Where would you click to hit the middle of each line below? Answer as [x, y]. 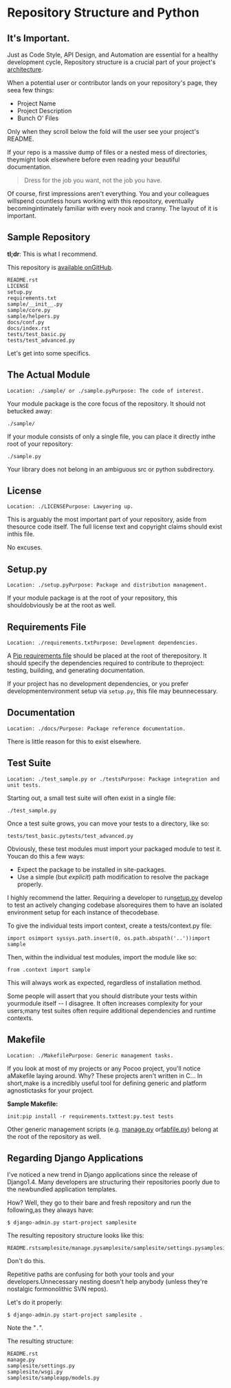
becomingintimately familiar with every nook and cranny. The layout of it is [112, 208]
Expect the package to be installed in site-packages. [91, 869]
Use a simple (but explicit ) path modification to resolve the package [113, 877]
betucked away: [30, 411]
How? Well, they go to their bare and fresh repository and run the [99, 1203]
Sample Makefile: [33, 1104]
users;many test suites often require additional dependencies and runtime [112, 1010]
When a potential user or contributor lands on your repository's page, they [112, 83]
